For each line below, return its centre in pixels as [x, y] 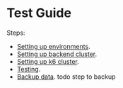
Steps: [16, 33]
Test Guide [39, 13]
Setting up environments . [53, 46]
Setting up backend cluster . [57, 54]
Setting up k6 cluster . [48, 61]
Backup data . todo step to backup [66, 77]
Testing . [29, 69]
